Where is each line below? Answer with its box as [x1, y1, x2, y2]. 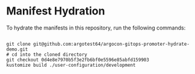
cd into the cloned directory [11, 51, 87, 58]
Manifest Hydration [6, 4, 105, 18]
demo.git [6, 46, 28, 52]
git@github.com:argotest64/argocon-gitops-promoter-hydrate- [32, 41, 190, 47]
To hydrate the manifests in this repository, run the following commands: [6, 24, 186, 31]
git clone [6, 41, 31, 47]
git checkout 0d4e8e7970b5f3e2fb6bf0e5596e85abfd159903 [6, 57, 149, 63]
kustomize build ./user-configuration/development [6, 62, 136, 68]
